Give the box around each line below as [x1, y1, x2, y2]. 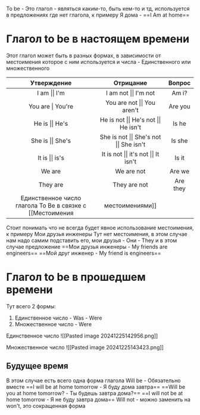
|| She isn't [115, 140, 146, 148]
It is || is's [37, 153, 64, 162]
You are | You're [29, 102, 73, 110]
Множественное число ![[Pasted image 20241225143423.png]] [6, 343, 164, 351]
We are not [115, 167, 146, 175]
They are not [112, 180, 149, 188]
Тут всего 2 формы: [6, 302, 57, 309]
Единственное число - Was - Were [14, 314, 102, 321]
